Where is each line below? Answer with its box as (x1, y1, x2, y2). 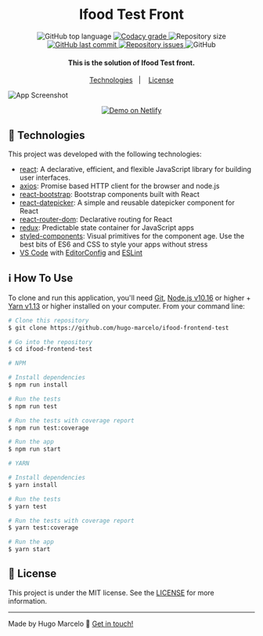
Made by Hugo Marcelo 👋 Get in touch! (8, 619, 134, 628)
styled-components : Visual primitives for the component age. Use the (19, 231, 245, 240)
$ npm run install (8, 381, 68, 389)
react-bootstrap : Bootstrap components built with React (19, 189, 200, 199)
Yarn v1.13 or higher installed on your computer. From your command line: (8, 301, 245, 311)
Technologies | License (89, 75, 174, 85)
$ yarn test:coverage (8, 524, 79, 532)
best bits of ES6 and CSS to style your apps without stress (19, 239, 208, 249)
